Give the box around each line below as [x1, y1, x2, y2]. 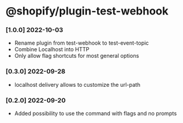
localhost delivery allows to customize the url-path [14, 81, 141, 88]
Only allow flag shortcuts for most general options [14, 52, 140, 60]
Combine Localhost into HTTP [14, 46, 90, 53]
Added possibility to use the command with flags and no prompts [14, 110, 177, 117]
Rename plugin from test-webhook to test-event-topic [14, 39, 149, 46]
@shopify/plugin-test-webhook [5, 4, 169, 18]
